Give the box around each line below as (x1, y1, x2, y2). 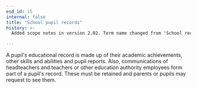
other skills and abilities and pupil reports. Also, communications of (6, 58, 168, 65)
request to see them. (6, 77, 56, 84)
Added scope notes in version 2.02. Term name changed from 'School (11, 30, 182, 36)
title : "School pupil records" (6, 19, 83, 25)
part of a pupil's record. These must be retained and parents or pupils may (6, 70, 186, 77)
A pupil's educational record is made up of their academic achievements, (6, 52, 183, 59)
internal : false (6, 14, 46, 20)
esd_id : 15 (6, 8, 33, 15)
